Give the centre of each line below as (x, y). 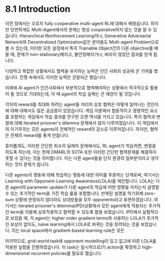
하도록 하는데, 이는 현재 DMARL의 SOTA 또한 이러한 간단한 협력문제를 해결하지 (81, 152)
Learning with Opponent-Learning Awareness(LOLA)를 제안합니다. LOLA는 (80, 181)
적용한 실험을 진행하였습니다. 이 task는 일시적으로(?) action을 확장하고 (73, 247)
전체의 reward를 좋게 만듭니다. (40, 135)
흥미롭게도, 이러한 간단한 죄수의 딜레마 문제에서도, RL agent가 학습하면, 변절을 (81, 146)
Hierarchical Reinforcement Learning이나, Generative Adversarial (85, 36)
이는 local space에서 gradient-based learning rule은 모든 (68, 230)
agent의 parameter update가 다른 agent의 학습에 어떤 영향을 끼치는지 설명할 (85, 187)
